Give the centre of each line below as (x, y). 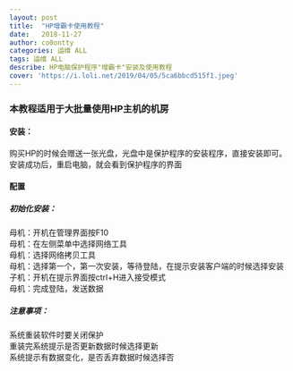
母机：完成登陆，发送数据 (56, 289)
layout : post (34, 17)
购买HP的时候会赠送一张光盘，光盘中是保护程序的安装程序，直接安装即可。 (148, 153)
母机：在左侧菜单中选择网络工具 (68, 244)
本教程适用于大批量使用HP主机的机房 (89, 108)
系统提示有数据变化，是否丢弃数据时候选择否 (92, 358)
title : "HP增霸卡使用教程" (57, 26)
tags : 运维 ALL (36, 59)
